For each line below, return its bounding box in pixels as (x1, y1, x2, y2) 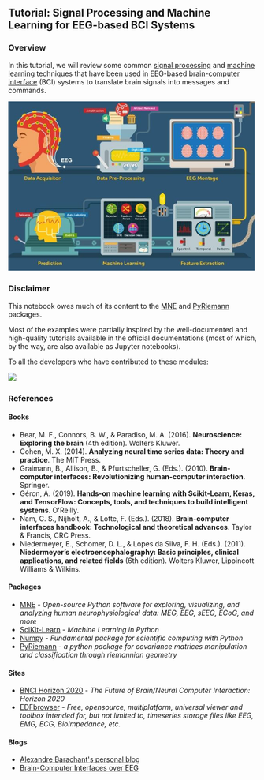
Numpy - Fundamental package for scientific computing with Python (19, 633, 244, 643)
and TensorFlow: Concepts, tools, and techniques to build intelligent (19, 497, 248, 506)
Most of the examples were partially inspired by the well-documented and (8, 324, 248, 334)
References (8, 392, 54, 403)
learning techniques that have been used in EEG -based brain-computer (8, 69, 240, 78)
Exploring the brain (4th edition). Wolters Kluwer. (19, 438, 180, 448)
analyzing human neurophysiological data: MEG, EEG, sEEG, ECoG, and (19, 608, 255, 618)
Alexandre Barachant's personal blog (19, 755, 140, 764)
